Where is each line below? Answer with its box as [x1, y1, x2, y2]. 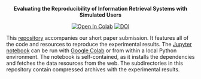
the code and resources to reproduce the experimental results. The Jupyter [6, 41, 193, 48]
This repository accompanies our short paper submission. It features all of [6, 34, 189, 41]
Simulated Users [80, 11, 121, 18]
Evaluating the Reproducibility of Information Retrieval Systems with [13, 5, 188, 12]
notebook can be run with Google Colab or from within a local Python [6, 47, 177, 54]
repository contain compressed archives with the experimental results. [6, 66, 180, 73]
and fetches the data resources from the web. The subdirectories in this [6, 59, 184, 67]
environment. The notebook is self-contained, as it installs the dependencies [6, 53, 195, 60]
